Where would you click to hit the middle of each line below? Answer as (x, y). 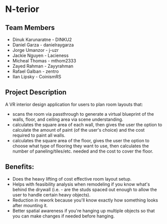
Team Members (30, 28)
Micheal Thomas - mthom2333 (44, 61)
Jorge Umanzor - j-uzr (35, 50)
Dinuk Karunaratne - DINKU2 (42, 39)
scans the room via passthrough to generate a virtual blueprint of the (83, 114)
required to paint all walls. (39, 135)
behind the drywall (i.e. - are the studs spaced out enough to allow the (84, 189)
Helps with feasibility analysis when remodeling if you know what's (81, 184)
